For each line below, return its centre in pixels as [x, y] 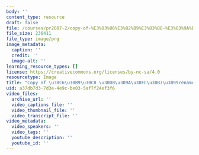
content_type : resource [36, 17]
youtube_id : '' [30, 143]
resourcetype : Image [32, 77]
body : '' [17, 11]
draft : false [22, 22]
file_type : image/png [33, 39]
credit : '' [25, 55]
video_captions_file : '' [42, 105]
